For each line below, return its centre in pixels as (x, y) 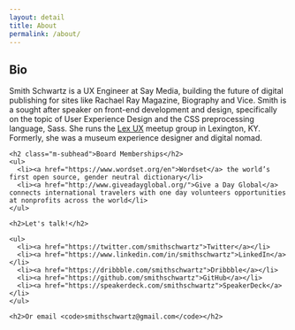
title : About (33, 26)
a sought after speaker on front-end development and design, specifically (144, 110)
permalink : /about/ (45, 34)
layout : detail (37, 17)
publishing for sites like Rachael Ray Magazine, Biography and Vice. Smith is (148, 100)
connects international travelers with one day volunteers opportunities (148, 193)
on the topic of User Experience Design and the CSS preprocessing (132, 119)
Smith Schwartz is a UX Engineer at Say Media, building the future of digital (147, 91)
